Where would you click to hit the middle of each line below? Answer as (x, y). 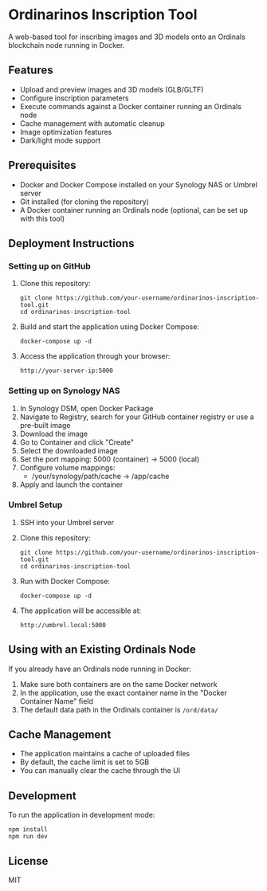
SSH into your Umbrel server (67, 522)
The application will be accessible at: (80, 610)
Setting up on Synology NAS (65, 391)
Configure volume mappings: (67, 467)
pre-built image (45, 425)
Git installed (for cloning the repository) (84, 202)
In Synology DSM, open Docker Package (86, 408)
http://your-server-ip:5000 (66, 371)
